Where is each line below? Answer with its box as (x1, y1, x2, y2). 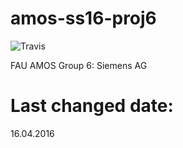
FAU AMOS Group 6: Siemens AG (10, 59, 148, 71)
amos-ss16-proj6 (10, 7, 157, 30)
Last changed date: (10, 95, 174, 117)
